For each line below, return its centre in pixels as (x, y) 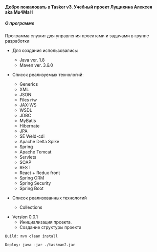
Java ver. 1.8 (32, 60)
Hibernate (30, 126)
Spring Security (35, 183)
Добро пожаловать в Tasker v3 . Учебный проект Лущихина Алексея (79, 7)
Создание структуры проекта (50, 227)
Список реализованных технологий (49, 198)
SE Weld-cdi (32, 136)
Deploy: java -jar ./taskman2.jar (40, 245)
